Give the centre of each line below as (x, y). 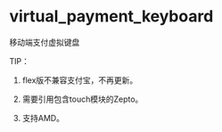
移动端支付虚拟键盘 (45, 42)
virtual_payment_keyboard (111, 16)
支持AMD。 (43, 118)
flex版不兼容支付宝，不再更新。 (80, 80)
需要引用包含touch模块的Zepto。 (82, 99)
